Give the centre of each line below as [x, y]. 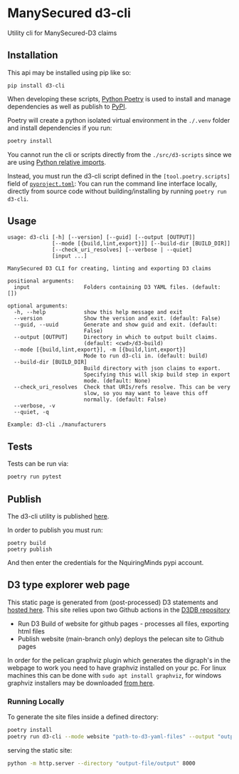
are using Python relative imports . [57, 162]
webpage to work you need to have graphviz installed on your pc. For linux [117, 668]
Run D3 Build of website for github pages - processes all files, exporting [123, 623]
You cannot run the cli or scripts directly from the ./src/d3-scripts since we [119, 154]
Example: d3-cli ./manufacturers [57, 425]
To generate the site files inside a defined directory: [83, 717]
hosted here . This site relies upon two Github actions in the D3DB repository [119, 610]
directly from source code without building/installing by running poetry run [117, 191]
